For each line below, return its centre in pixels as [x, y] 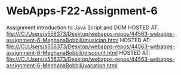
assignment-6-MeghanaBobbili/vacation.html [62, 65]
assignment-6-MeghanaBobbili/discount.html [62, 52]
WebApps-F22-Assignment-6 [82, 11]
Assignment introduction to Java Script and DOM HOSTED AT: [83, 27]
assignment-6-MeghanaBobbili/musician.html [62, 40]
